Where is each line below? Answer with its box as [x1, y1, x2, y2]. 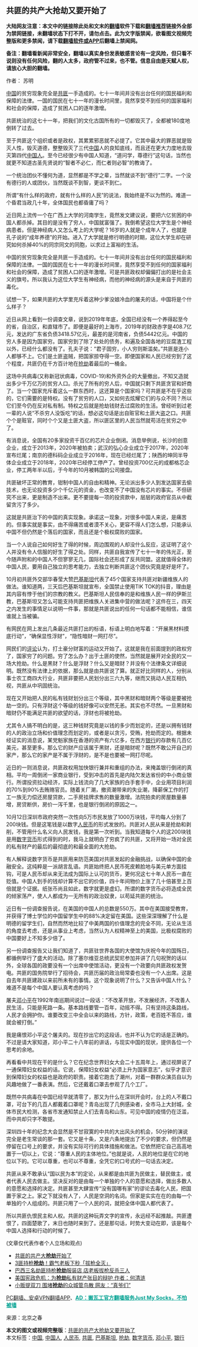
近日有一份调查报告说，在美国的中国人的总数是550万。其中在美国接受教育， [6, 904, 192, 912]
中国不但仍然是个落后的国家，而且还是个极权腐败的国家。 [6, 528, 146, 535]
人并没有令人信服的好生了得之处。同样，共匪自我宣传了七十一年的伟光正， [6, 548, 187, 555]
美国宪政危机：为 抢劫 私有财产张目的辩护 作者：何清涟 [14, 1274, 146, 1281]
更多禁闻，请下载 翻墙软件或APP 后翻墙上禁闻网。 [21, 37, 141, 44]
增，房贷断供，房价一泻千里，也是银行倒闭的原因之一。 [6, 801, 140, 808]
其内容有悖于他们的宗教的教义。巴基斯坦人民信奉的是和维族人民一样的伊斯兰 [6, 590, 192, 597]
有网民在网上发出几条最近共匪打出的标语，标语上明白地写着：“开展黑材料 [6, 625, 184, 632]
